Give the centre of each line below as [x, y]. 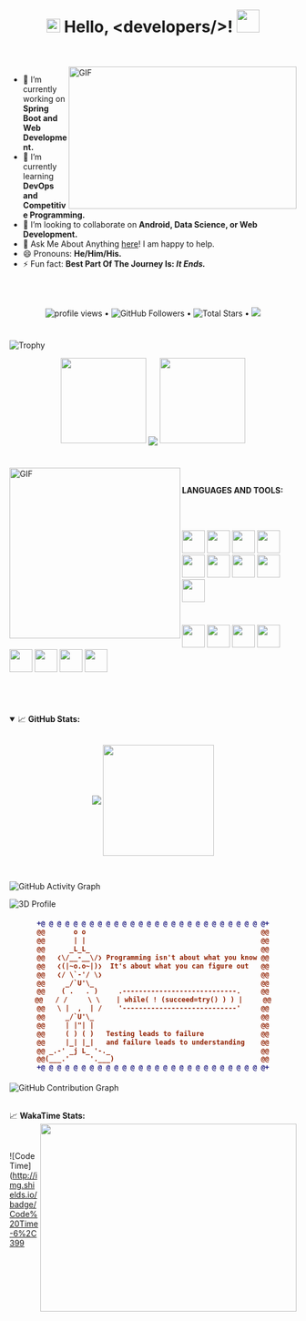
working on [44, 98]
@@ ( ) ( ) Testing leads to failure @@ [153, 1033]
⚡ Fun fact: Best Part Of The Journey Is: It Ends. [114, 263]
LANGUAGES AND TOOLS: [233, 491]
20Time [24, 1224]
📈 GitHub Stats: [49, 718]
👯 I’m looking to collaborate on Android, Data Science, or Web [140, 224]
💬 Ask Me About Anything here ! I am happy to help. [119, 244]
